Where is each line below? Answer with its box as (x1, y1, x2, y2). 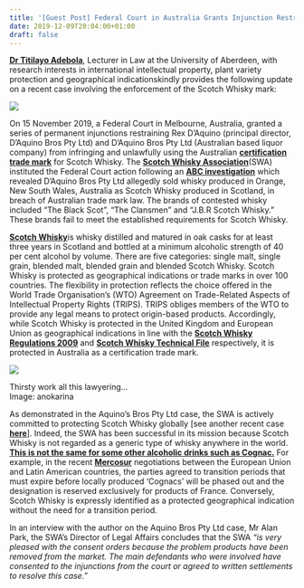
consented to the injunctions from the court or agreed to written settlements (9, 561, 293, 572)
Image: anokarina (9, 391, 74, 403)
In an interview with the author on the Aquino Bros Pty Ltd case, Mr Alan (9, 522, 279, 534)
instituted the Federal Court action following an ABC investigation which (9, 166, 280, 177)
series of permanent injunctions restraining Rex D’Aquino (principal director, (9, 128, 291, 138)
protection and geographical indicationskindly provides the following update (9, 74, 293, 85)
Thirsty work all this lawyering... (9, 382, 128, 393)
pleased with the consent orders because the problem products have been (9, 542, 289, 553)
